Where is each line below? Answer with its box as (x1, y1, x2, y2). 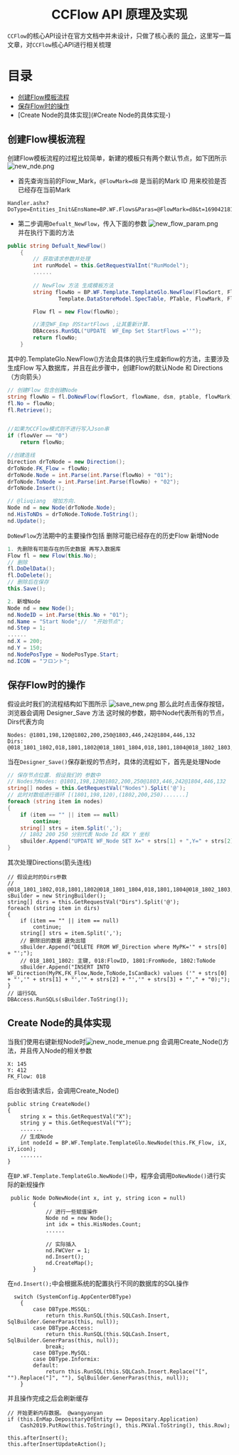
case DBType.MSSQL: (33, 1305, 91, 1313)
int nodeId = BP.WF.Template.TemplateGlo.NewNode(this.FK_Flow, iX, (20, 1139, 228, 1147)
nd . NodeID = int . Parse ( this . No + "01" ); (7, 611, 129, 618)
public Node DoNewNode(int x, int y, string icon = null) (10, 1194, 186, 1201)
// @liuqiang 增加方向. (7, 498, 77, 505)
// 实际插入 (45, 1241, 77, 1248)
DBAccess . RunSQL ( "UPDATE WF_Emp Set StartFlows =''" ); (33, 328, 202, 335)
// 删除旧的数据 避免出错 (20, 937, 87, 944)
